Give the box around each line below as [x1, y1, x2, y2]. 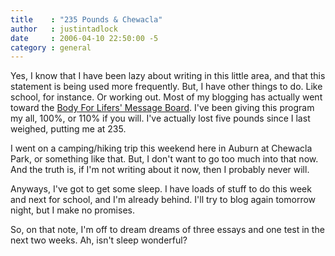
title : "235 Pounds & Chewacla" [10, 14, 163, 25]
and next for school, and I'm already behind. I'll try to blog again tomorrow [10, 194, 317, 206]
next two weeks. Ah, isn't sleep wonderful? [10, 234, 188, 246]
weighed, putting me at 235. [10, 123, 127, 135]
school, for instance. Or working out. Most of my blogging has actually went [10, 91, 323, 103]
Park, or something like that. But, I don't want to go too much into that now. [10, 153, 319, 165]
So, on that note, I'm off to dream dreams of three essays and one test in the [10, 224, 325, 236]
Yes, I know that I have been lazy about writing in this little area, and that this [10, 70, 326, 82]
